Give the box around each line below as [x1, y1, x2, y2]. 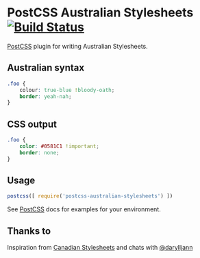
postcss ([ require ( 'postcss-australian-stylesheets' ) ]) [7, 193, 173, 200]
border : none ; [19, 149, 60, 156]
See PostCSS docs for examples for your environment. [7, 205, 161, 213]
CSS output [7, 118, 57, 130]
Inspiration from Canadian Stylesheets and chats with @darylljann [7, 244, 193, 252]
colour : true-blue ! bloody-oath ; [19, 86, 115, 93]
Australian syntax [7, 62, 84, 73]
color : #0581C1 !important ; [19, 143, 99, 150]
